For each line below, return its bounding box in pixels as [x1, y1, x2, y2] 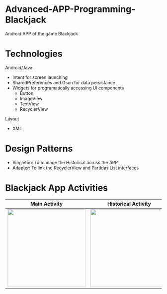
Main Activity [30, 200, 63, 207]
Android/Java [5, 64, 33, 70]
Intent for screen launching [12, 74, 68, 80]
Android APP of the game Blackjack [5, 30, 78, 36]
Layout [5, 116, 19, 122]
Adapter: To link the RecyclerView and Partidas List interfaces [12, 165, 139, 171]
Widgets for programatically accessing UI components [12, 85, 124, 91]
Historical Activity [107, 200, 152, 207]
